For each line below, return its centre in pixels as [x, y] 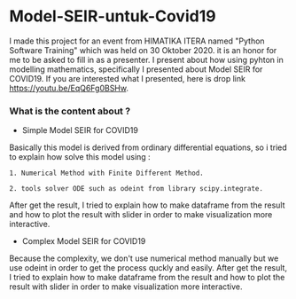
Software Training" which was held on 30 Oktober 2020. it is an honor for [143, 50]
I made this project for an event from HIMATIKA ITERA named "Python [137, 41]
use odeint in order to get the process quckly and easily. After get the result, [148, 268]
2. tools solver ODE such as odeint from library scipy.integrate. [136, 189]
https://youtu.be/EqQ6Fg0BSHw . [69, 88]
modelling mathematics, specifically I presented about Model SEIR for [136, 69]
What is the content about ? [70, 111]
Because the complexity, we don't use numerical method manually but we [144, 258]
